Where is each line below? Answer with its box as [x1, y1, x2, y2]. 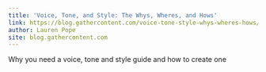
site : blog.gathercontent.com [8, 33, 108, 41]
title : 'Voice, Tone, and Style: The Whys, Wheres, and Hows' [8, 11, 218, 20]
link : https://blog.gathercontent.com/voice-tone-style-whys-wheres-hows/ [8, 19, 260, 27]
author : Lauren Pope [8, 26, 77, 34]
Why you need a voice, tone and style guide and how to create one [8, 55, 227, 64]
